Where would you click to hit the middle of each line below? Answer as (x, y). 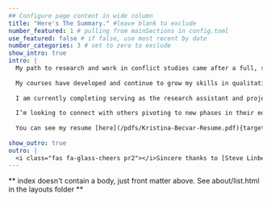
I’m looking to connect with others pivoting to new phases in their (135, 113)
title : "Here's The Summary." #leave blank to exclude (102, 23)
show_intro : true (38, 53)
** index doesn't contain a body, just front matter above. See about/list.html (134, 181)
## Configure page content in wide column (81, 16)
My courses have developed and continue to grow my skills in (122, 83)
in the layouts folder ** (46, 189)
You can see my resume (54, 128)
